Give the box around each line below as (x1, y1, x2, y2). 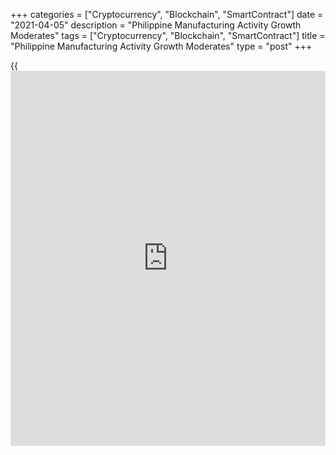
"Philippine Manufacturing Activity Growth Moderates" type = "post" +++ (10, 40, 313, 52)
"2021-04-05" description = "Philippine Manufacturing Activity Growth (10, 19, 302, 31)
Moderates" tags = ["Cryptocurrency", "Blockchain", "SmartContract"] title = (10, 30, 326, 41)
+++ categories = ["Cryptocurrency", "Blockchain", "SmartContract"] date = (10, 9, 324, 20)
